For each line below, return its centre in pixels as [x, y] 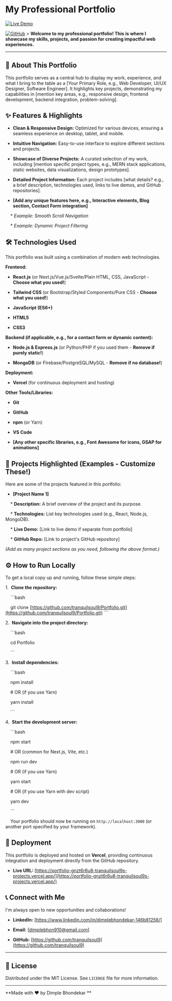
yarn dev [19, 801]
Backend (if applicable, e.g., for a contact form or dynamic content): [79, 338]
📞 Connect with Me [35, 898]
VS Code [22, 432]
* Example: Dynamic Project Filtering [49, 225]
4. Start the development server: [41, 722]
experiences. [20, 44]
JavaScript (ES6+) [33, 308]
